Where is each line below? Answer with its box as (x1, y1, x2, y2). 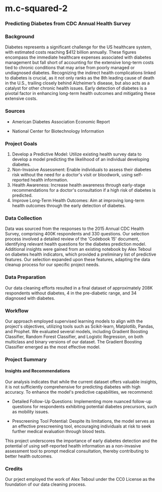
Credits (5, 465, 23, 472)
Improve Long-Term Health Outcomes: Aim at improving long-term (12, 198, 145, 203)
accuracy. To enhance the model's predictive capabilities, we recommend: (5, 389, 153, 395)
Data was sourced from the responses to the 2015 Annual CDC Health (5, 226, 144, 231)
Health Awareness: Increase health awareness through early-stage (12, 182, 146, 188)
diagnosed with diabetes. (5, 295, 56, 301)
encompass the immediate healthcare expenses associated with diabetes (5, 54, 151, 61)
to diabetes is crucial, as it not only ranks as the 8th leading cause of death (5, 75, 155, 81)
